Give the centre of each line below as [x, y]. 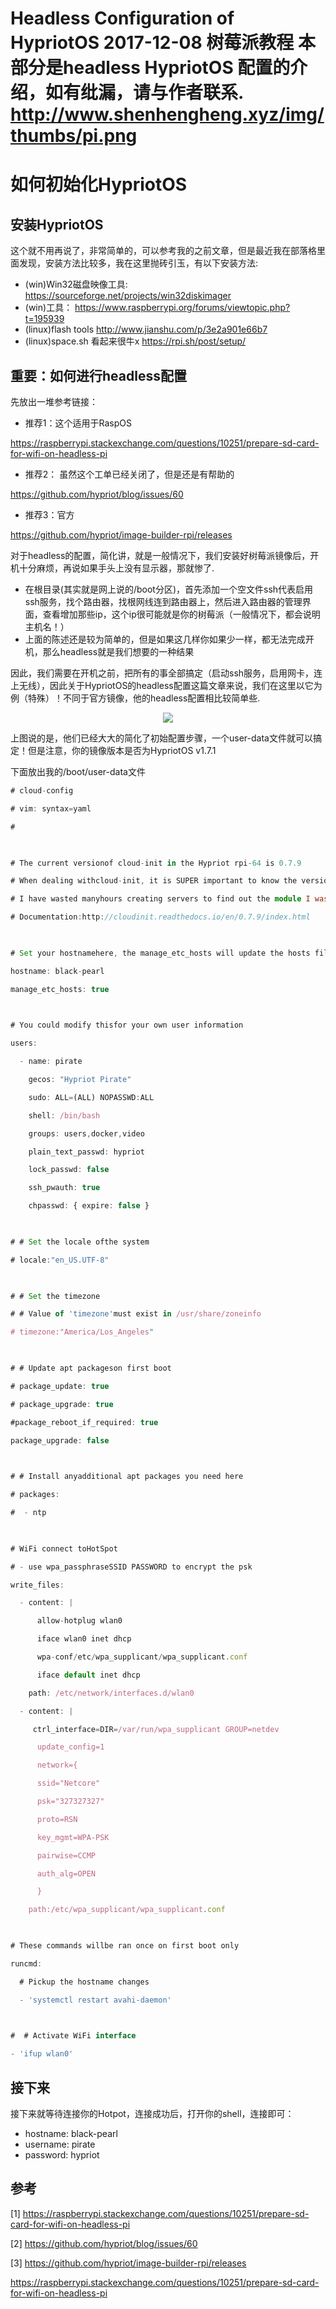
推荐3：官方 [49, 515]
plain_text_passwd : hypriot [86, 1152]
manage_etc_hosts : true [60, 989]
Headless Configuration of [122, 18]
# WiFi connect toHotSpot [64, 1548]
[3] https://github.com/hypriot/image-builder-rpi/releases [128, 2263]
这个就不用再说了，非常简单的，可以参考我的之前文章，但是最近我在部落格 [163, 251]
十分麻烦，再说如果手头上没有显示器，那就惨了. [116, 568]
